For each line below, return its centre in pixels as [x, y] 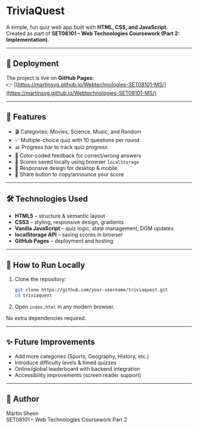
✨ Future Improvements [51, 342]
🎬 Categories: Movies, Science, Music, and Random [78, 131]
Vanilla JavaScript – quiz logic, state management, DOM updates [94, 228]
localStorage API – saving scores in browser [69, 235]
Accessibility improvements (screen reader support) [78, 375]
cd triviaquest [33, 295]
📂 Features [26, 117]
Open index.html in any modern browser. [65, 307]
